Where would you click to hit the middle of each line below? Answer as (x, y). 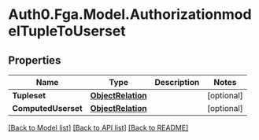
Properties (35, 60)
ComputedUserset (47, 108)
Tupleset (29, 96)
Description (177, 82)
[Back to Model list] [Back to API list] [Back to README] (98, 128)
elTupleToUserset (67, 31)
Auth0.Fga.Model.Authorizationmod (130, 15)
